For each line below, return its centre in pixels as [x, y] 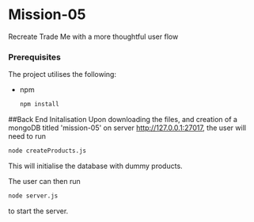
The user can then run [44, 181]
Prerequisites [34, 57]
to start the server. [38, 211]
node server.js [33, 196]
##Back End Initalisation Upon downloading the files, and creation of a [123, 120]
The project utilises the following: [63, 75]
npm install [39, 105]
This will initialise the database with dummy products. [96, 166]
